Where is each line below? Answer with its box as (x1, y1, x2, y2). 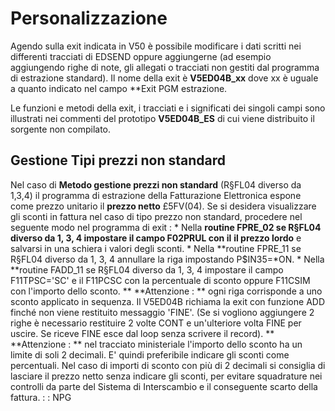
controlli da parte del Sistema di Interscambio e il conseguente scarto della (10, 380, 318, 392)
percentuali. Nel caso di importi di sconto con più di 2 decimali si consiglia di (10, 359, 326, 371)
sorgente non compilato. (10, 123, 112, 135)
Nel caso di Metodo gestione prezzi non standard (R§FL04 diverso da (10, 178, 302, 191)
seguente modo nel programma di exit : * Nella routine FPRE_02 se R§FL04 (10, 221, 322, 233)
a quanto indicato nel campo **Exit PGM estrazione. (10, 82, 228, 94)
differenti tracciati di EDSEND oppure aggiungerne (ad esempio (10, 50, 272, 62)
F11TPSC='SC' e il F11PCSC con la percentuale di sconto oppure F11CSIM (10, 274, 311, 286)
